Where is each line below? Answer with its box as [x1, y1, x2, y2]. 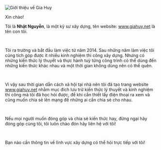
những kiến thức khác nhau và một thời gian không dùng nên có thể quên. [5, 63, 153, 68]
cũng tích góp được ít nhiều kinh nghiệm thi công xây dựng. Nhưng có [5, 53, 145, 58]
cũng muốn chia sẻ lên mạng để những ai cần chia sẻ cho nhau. [5, 97, 133, 103]
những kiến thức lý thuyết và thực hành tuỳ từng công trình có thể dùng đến [5, 58, 157, 63]
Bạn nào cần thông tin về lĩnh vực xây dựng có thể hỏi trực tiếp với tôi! [5, 140, 145, 145]
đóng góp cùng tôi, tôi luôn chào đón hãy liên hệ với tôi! [5, 121, 116, 126]
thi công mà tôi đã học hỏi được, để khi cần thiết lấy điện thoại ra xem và [5, 92, 150, 97]
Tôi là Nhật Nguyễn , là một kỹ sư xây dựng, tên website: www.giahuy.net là [5, 24, 155, 29]
